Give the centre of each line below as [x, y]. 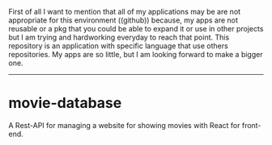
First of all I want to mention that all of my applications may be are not [125, 12]
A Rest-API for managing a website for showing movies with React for [124, 125]
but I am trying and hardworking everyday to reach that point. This [119, 37]
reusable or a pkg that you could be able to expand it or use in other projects [136, 29]
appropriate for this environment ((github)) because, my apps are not [123, 20]
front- [251, 125]
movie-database [65, 103]
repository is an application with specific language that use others [118, 46]
